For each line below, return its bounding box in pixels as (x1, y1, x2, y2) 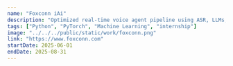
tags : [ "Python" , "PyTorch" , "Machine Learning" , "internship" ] (7, 23, 197, 30)
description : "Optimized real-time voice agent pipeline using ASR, (7, 16, 209, 23)
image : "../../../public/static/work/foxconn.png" (7, 29, 157, 36)
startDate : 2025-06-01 (7, 42, 73, 49)
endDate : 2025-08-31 (7, 49, 67, 56)
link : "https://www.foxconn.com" (7, 36, 104, 43)
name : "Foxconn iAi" (7, 10, 67, 17)
